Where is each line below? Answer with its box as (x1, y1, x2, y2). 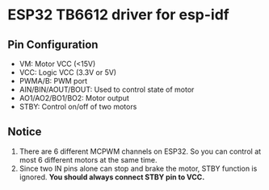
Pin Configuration (7, 38, 99, 52)
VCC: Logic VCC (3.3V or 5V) (19, 68, 117, 77)
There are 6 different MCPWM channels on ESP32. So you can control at (19, 147, 262, 156)
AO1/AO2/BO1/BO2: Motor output (19, 93, 130, 102)
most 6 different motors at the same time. (19, 155, 158, 164)
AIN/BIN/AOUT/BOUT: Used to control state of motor (19, 85, 195, 94)
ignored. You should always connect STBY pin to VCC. (19, 171, 205, 182)
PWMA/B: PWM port (19, 76, 88, 85)
